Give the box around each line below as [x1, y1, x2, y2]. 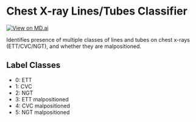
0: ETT [15, 76, 32, 83]
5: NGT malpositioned [15, 108, 70, 116]
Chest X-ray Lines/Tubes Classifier [6, 4, 187, 18]
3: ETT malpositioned [15, 95, 69, 103]
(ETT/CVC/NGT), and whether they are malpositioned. [6, 42, 142, 50]
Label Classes [6, 60, 61, 70]
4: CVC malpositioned [15, 102, 71, 109]
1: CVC [15, 83, 32, 90]
